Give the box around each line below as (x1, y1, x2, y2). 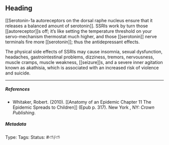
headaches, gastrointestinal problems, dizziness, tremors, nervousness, (5, 54, 154, 60)
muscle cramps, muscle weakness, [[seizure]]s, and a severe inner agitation (5, 59, 163, 65)
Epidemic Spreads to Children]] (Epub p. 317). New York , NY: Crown (12, 104, 155, 110)
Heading (5, 4, 33, 13)
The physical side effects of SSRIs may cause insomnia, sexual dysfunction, (5, 48, 162, 54)
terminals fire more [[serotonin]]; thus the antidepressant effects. (5, 39, 140, 45)
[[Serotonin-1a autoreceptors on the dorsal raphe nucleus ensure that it (5, 17, 153, 23)
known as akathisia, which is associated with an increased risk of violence (5, 64, 159, 70)
